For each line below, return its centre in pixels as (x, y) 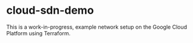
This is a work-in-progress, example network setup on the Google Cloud (97, 27)
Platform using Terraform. (39, 33)
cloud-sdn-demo (50, 10)
